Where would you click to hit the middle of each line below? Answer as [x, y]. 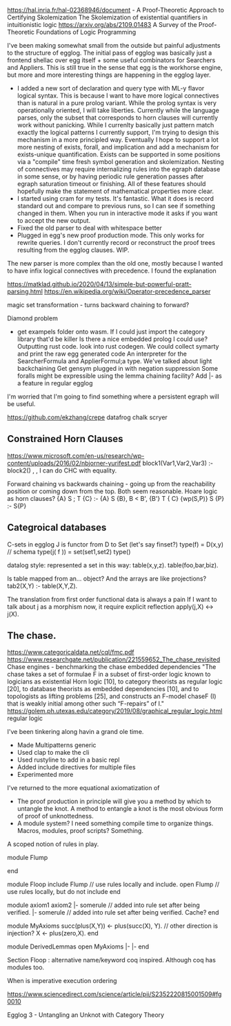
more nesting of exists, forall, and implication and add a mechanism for [118, 147]
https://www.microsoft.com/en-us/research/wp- [76, 455]
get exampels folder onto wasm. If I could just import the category [111, 332]
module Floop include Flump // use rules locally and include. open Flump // [113, 884]
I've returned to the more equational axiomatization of [83, 788]
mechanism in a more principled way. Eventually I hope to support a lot [118, 140]
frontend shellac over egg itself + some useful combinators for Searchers [111, 60]
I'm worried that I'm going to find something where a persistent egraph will [113, 396]
